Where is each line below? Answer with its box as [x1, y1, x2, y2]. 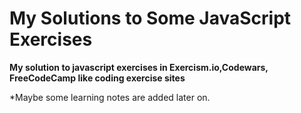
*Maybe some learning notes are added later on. [9, 91, 211, 103]
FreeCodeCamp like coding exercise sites [9, 72, 186, 84]
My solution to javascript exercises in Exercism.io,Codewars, [9, 61, 269, 73]
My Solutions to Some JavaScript [9, 7, 292, 30]
